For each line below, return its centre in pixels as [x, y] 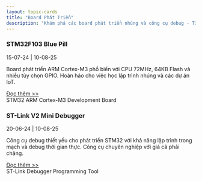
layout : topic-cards [32, 12]
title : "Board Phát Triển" [40, 17]
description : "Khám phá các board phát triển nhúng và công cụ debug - [98, 23]
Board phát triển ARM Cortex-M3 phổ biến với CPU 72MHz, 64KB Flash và [98, 69]
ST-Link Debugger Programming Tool [53, 171]
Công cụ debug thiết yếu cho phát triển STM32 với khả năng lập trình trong [99, 140]
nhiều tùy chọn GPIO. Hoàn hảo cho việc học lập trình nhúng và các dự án [98, 75]
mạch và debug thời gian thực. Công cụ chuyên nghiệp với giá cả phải [93, 147]
